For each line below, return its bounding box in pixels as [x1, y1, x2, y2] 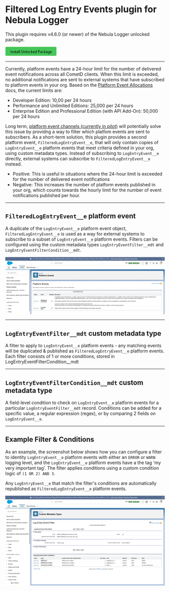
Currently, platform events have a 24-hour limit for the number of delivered [5, 65, 161, 72]
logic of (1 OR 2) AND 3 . [5, 470, 56, 476]
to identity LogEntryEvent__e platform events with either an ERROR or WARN [5, 454, 156, 460]
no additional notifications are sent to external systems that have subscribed [5, 76, 164, 82]
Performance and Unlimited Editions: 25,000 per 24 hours [12, 103, 134, 109]
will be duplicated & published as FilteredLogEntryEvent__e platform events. [5, 348, 164, 354]
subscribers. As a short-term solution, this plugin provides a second [5, 134, 147, 140]
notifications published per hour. [12, 192, 80, 199]
